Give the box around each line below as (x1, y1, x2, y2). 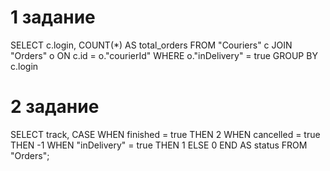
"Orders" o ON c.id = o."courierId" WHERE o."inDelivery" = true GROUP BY (10, 49, 318, 61)
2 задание (10, 96, 100, 118)
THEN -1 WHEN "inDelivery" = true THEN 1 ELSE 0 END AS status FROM (10, 139, 308, 151)
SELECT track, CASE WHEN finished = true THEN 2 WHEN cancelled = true (10, 128, 321, 140)
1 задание (10, 6, 96, 29)
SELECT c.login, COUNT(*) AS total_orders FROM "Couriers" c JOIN (10, 39, 293, 51)
